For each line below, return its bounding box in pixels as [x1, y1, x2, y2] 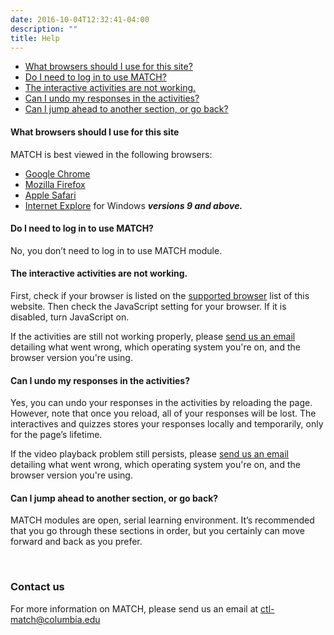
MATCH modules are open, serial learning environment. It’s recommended [10, 514, 315, 526]
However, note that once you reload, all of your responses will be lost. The [10, 407, 317, 420]
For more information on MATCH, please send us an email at [10, 602, 259, 615]
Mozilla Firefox [24, 178, 86, 190]
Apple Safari [24, 189, 77, 201]
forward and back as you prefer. [10, 536, 143, 548]
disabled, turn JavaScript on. [10, 311, 130, 323]
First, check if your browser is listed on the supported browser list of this [10, 289, 310, 301]
